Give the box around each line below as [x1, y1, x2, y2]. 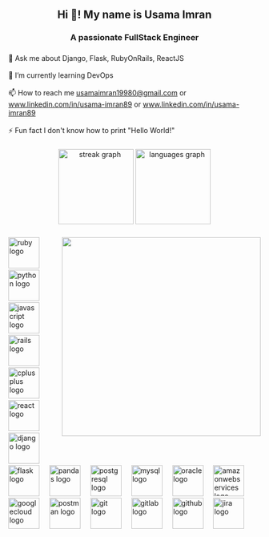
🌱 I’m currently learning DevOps [8, 71, 114, 80]
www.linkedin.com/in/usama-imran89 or [8, 99, 142, 109]
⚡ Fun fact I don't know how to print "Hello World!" [8, 126, 175, 135]
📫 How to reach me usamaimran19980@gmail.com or [8, 88, 187, 98]
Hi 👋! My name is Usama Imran [57, 8, 212, 22]
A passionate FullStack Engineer [70, 32, 199, 43]
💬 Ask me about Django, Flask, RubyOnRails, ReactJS [8, 54, 184, 63]
